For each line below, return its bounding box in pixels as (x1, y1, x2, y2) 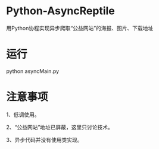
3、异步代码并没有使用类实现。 (6, 136, 83, 143)
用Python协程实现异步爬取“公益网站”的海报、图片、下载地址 (6, 24, 154, 31)
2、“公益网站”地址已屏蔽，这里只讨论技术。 (6, 123, 113, 131)
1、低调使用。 (6, 111, 40, 118)
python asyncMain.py (6, 67, 60, 75)
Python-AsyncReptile (6, 4, 115, 18)
